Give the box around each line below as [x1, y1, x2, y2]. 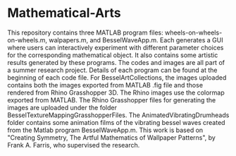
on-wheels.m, [7, 35, 48, 44]
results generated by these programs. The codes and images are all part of [7, 58, 225, 66]
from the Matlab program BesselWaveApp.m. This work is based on [7, 126, 204, 134]
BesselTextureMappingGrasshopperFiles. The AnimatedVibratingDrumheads [7, 111, 230, 119]
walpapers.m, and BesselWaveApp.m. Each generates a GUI [49, 35, 223, 44]
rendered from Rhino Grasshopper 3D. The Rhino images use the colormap [7, 88, 225, 97]
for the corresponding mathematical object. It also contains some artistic [7, 51, 218, 59]
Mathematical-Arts [7, 5, 121, 21]
